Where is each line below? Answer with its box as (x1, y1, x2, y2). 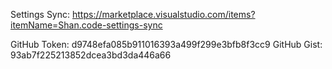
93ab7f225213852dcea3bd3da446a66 (10, 49, 172, 61)
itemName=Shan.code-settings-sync (10, 19, 163, 31)
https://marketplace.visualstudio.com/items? (71, 9, 256, 20)
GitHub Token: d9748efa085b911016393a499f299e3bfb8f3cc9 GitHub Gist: (10, 39, 323, 50)
